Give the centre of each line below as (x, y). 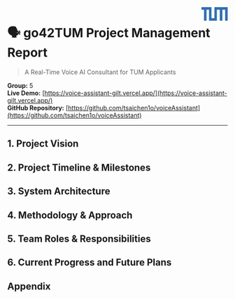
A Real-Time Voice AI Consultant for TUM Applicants (100, 72)
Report (27, 53)
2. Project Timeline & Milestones (79, 167)
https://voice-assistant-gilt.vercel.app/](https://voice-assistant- (136, 93)
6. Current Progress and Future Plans (90, 262)
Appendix (29, 286)
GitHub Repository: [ (38, 108)
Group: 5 (20, 85)
